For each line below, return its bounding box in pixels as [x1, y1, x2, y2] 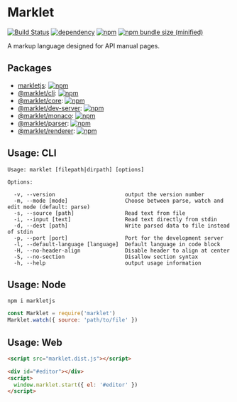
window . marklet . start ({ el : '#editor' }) [13, 381, 138, 388]
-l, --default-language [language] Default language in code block [13, 240, 221, 248]
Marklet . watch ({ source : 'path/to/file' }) [7, 317, 138, 324]
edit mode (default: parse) [7, 203, 91, 211]
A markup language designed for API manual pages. [7, 41, 160, 50]
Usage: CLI [7, 147, 57, 159]
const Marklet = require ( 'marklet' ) [7, 310, 116, 317]
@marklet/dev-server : [17, 104, 83, 112]
